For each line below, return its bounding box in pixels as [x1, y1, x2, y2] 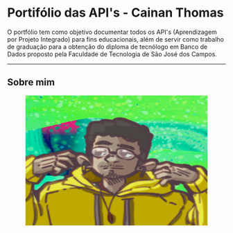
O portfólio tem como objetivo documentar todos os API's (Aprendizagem [7, 28, 217, 36]
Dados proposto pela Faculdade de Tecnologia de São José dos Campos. [7, 50, 217, 58]
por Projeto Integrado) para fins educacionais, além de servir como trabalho [7, 35, 224, 43]
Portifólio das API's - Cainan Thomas [7, 5, 224, 21]
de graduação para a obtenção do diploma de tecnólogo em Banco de [7, 42, 208, 51]
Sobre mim [7, 76, 55, 88]
